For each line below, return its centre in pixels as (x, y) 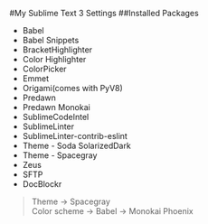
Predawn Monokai (56, 107)
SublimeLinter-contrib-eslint (75, 136)
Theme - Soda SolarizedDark (76, 145)
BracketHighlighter (57, 50)
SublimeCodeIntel (56, 117)
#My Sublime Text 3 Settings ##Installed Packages (104, 13)
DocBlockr (42, 184)
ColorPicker (44, 69)
